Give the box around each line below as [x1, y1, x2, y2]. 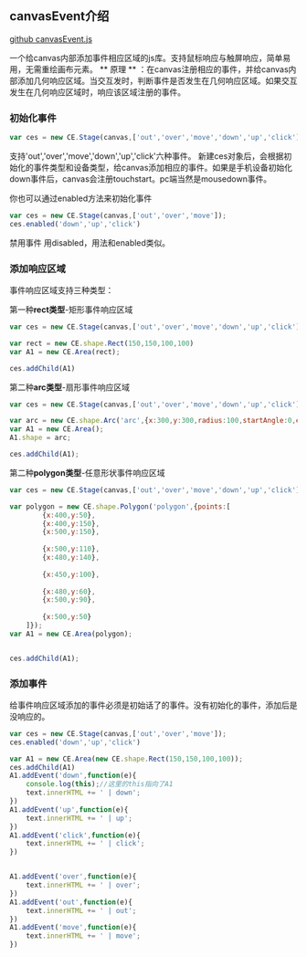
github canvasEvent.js [9, 33, 93, 44]
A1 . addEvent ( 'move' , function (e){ [9, 923, 137, 932]
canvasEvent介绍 [9, 8, 110, 25]
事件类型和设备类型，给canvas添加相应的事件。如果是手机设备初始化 [33, 162, 293, 173]
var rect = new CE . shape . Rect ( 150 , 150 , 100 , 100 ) [9, 339, 195, 348]
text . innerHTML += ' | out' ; [26, 906, 137, 915]
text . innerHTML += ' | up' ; [26, 814, 132, 823]
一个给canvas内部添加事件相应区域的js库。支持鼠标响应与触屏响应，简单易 [9, 52, 291, 63]
